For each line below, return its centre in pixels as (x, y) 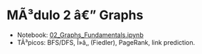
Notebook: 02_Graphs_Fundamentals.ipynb (80, 35)
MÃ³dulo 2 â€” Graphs (75, 15)
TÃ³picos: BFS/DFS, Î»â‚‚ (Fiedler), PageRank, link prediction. (106, 42)
